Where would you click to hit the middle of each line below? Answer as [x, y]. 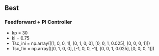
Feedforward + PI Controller [38, 22]
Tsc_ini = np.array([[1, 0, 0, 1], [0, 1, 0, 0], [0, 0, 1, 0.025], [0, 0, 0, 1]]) [81, 43]
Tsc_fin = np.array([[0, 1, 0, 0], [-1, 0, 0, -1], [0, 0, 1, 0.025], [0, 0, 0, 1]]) [83, 48]
